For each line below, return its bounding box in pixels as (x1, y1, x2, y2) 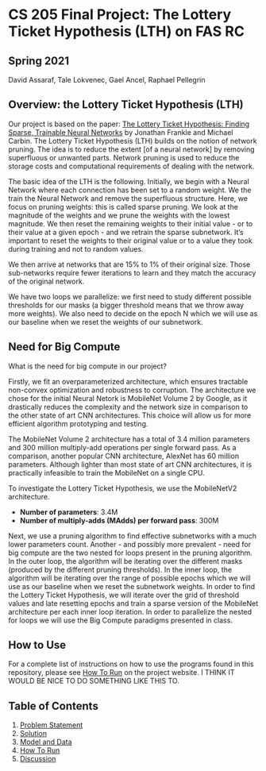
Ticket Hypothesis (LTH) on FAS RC (8, 22, 245, 40)
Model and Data (19, 737, 73, 747)
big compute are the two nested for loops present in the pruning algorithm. (8, 548, 253, 557)
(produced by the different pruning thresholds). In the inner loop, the (8, 565, 233, 574)
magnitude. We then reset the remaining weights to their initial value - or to (8, 218, 253, 228)
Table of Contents (8, 699, 99, 712)
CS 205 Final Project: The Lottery (8, 6, 232, 24)
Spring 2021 (8, 54, 70, 67)
